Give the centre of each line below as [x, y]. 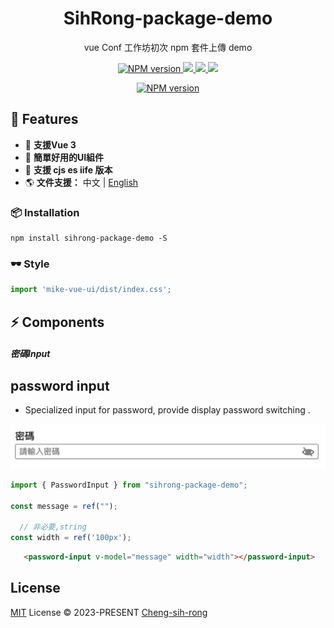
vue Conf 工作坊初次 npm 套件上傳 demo [168, 47]
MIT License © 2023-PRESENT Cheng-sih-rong [109, 612]
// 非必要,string [53, 527]
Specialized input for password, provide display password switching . [167, 410]
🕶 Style [30, 264]
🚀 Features [44, 119]
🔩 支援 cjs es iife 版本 [68, 169]
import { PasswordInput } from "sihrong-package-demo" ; [129, 485]
